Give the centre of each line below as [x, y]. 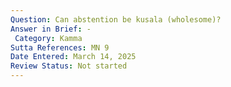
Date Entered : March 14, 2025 [73, 57]
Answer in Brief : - [51, 29]
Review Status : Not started [69, 66]
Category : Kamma [48, 38]
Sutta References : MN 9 [60, 47]
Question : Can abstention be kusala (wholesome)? [116, 19]
